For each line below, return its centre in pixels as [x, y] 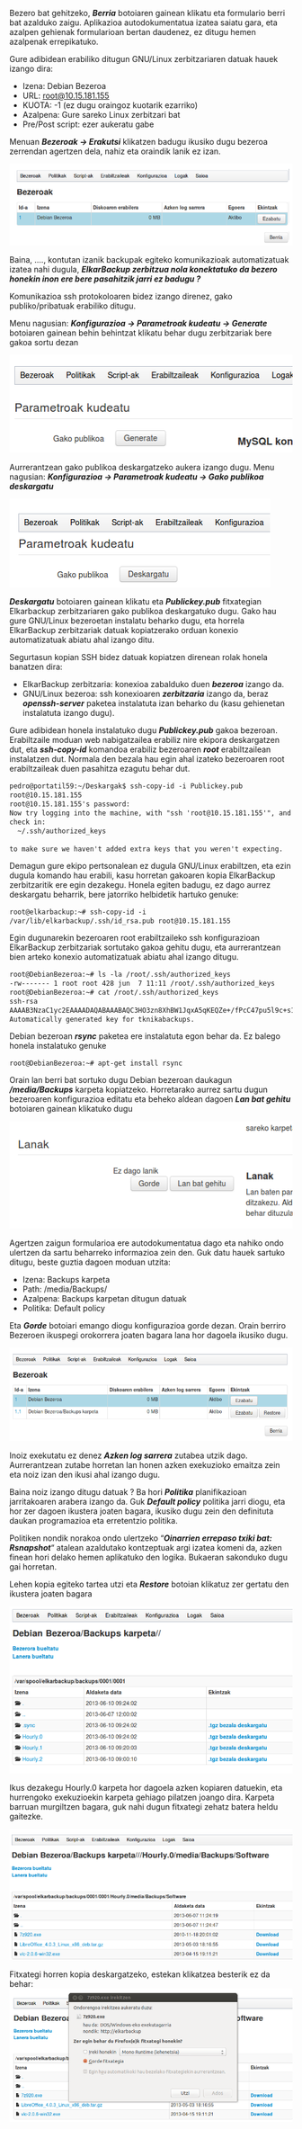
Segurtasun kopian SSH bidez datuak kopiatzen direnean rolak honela [138, 657]
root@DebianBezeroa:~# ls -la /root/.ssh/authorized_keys [120, 974]
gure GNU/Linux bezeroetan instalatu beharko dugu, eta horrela [127, 621]
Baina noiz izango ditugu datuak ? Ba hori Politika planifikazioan [128, 1491]
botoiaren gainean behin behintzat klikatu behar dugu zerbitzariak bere [141, 333]
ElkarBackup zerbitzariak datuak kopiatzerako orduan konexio [124, 630]
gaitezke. [26, 1817]
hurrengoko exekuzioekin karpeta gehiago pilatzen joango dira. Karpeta [142, 1797]
